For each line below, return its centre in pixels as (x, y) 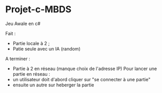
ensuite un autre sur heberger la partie (53, 85)
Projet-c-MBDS (38, 9)
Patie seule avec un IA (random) (47, 49)
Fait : (11, 33)
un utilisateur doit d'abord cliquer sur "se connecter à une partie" (82, 79)
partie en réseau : (31, 74)
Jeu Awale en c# (23, 24)
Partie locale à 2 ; (31, 43)
